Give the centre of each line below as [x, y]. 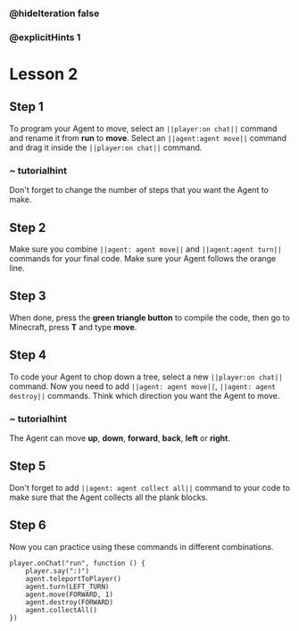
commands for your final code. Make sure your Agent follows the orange [143, 258]
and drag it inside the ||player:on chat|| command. [106, 147]
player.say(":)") [58, 571]
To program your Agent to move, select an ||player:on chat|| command [143, 129]
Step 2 [28, 227]
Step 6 [28, 525]
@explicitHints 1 [45, 37]
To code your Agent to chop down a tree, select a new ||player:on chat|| [146, 377]
